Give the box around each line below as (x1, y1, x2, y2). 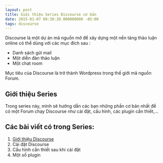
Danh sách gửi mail (12, 50, 52, 56)
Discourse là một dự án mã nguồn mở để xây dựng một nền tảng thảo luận (5, 35, 158, 41)
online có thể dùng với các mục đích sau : (5, 40, 91, 46)
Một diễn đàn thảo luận (12, 55, 60, 61)
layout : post (5, 7, 32, 12)
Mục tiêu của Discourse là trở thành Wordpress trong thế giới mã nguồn (5, 70, 152, 76)
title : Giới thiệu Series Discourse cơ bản (5, 12, 97, 17)
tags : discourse (5, 21, 39, 26)
